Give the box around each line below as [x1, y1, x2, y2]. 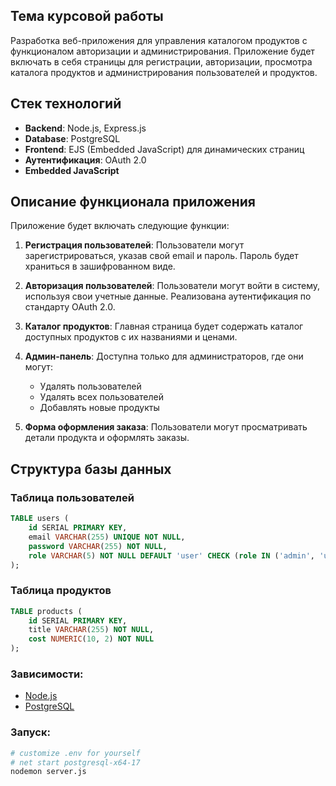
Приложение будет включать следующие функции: [10, 220, 230, 232]
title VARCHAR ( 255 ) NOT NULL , [28, 625, 155, 635]
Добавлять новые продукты [39, 402, 160, 414]
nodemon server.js [10, 767, 87, 777]
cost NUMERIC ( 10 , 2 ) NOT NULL [28, 634, 155, 644]
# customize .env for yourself [10, 748, 141, 758]
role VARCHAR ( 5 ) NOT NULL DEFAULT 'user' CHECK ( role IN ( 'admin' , [28, 550, 316, 561]
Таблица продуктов [10, 584, 112, 598]
